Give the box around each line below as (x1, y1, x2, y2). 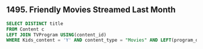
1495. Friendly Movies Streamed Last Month (6, 5, 176, 15)
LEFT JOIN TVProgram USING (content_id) (6, 32, 107, 38)
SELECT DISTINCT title (6, 20, 63, 26)
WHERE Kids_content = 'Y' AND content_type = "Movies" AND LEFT (6, 37, 172, 44)
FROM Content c (6, 26, 45, 32)
